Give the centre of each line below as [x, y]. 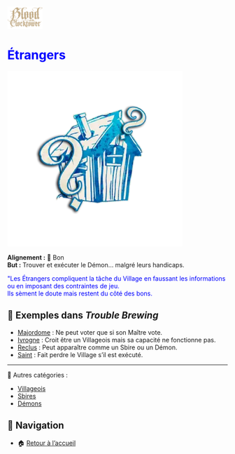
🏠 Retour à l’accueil [47, 443]
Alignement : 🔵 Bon [36, 257]
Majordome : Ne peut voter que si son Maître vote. [90, 332]
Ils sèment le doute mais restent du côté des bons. [80, 293]
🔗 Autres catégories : [38, 375]
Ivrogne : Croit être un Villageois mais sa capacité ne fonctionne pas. [116, 340]
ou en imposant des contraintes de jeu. [64, 286]
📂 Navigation [36, 426]
